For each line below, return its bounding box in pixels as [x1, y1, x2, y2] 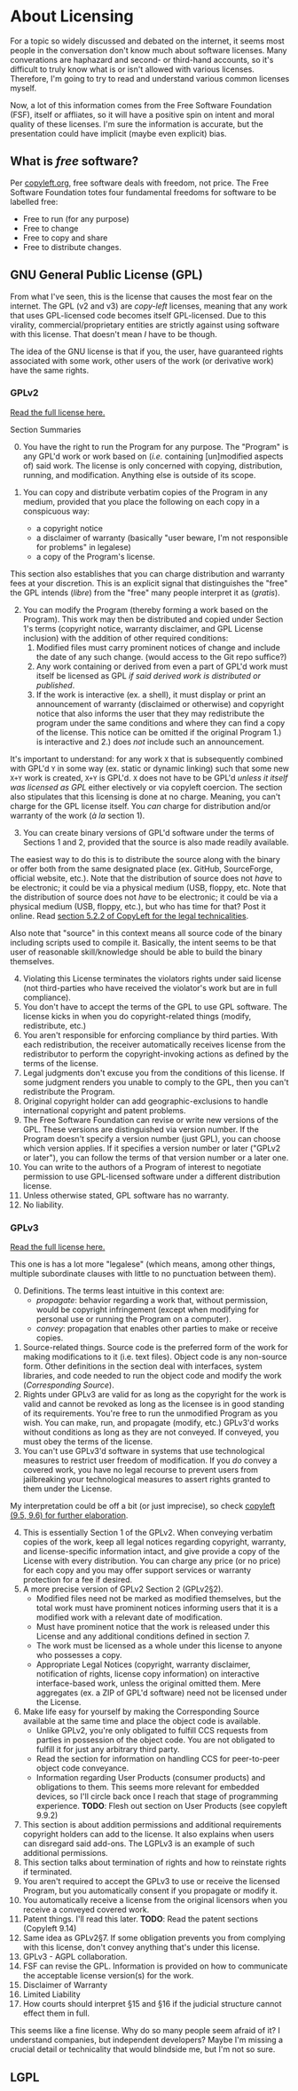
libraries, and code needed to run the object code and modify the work [22, 1371, 282, 1381]
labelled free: [10, 196, 59, 207]
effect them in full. [22, 2008, 90, 2019]
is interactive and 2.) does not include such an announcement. [35, 736, 265, 747]
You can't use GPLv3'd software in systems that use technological [22, 1446, 265, 1457]
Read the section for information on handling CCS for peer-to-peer [35, 1754, 280, 1765]
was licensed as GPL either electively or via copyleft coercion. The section [10, 782, 283, 792]
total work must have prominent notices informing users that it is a [35, 1603, 278, 1614]
